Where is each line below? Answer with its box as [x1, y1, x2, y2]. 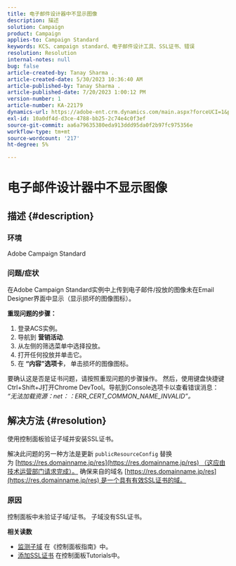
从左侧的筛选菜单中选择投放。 [17, 342, 104, 351]
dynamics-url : [7, 108, 49, 115]
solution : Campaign [7, 23, 65, 30]
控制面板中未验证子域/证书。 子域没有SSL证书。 [7, 512, 146, 521]
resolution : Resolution [7, 50, 77, 57]
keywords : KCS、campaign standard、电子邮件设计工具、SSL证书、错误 [7, 43, 195, 50]
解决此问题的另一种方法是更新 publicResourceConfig [7, 450, 159, 458]
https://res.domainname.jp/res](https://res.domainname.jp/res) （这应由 [17, 458, 226, 467]
